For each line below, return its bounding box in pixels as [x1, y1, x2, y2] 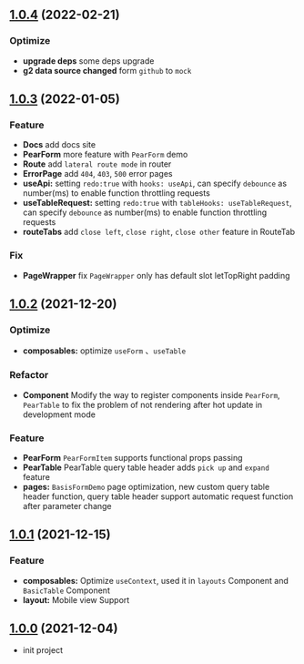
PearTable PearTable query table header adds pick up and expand [22, 462, 270, 473]
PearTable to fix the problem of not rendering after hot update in [22, 399, 262, 410]
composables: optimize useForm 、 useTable [22, 345, 187, 356]
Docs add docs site [22, 139, 96, 150]
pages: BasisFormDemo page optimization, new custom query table [22, 481, 270, 492]
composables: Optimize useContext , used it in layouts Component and [22, 575, 289, 586]
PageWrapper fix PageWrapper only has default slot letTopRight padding [22, 270, 290, 281]
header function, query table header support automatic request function [22, 491, 294, 502]
